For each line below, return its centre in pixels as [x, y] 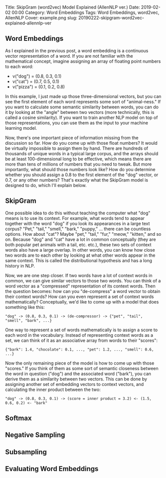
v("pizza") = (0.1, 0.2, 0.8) [39, 87]
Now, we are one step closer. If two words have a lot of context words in [79, 275]
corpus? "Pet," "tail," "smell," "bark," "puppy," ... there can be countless [78, 229]
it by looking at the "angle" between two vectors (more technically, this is [80, 112]
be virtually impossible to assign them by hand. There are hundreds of [77, 148]
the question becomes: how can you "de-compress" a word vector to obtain [83, 291]
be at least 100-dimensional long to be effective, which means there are [78, 159]
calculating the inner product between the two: [53, 389]
